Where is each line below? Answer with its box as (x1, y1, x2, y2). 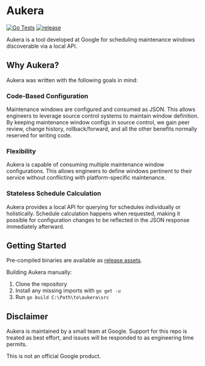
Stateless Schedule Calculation (6, 189, 102, 198)
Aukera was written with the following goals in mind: (6, 76, 138, 83)
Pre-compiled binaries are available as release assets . (6, 257, 143, 264)
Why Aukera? (6, 60, 59, 71)
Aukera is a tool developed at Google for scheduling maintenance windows (6, 36, 195, 43)
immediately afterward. (6, 223, 65, 230)
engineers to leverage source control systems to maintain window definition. (6, 112, 199, 120)
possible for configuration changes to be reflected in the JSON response (6, 216, 190, 224)
